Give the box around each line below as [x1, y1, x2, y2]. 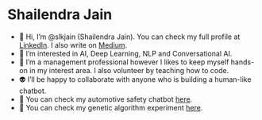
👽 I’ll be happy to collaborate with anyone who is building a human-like [18, 74, 252, 84]
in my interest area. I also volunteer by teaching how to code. [29, 65, 229, 75]
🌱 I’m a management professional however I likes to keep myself [18, 57, 229, 67]
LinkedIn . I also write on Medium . [18, 40, 128, 49]
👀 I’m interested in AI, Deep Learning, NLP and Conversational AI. [18, 48, 233, 58]
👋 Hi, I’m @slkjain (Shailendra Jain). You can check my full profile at [18, 32, 241, 41]
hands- [230, 57, 255, 67]
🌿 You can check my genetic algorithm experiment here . [18, 103, 203, 112]
